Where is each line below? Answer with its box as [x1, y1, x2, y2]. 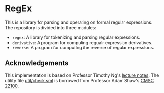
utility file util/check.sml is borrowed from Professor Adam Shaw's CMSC [5, 77, 154, 83]
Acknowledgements [5, 59, 69, 67]
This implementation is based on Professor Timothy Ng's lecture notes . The [5, 72, 159, 78]
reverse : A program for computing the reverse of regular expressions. [12, 45, 155, 50]
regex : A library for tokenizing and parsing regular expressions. [12, 34, 141, 40]
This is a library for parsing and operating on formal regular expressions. [5, 19, 153, 25]
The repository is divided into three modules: [5, 24, 96, 30]
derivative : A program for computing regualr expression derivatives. [12, 39, 153, 45]
